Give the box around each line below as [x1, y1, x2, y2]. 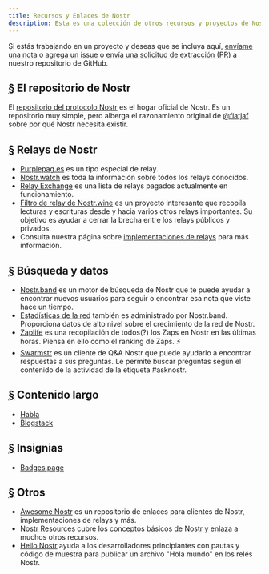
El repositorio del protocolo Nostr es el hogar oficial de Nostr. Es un [8, 102, 231, 112]
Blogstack [19, 418, 54, 427]
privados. [19, 223, 52, 233]
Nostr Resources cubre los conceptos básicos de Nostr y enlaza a [19, 524, 239, 533]
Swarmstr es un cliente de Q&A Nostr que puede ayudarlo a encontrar [19, 347, 251, 357]
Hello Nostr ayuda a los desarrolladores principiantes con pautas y [19, 541, 240, 551]
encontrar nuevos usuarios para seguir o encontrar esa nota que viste [19, 293, 251, 303]
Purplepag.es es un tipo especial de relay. [19, 164, 159, 174]
